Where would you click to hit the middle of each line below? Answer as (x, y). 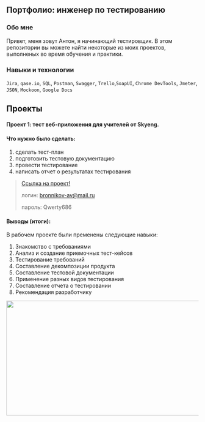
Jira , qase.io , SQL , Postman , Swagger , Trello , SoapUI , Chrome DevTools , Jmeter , (102, 83)
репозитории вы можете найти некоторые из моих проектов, (86, 47)
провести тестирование (46, 165)
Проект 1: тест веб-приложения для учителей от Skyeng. (83, 124)
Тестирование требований (50, 260)
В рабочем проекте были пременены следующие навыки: (82, 235)
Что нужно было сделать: (41, 138)
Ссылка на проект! (46, 184)
